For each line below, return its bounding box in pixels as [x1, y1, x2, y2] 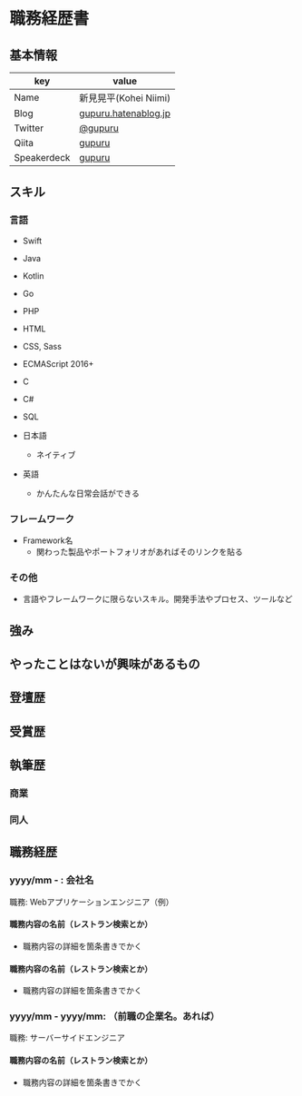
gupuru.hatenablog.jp [79, 107, 170, 119]
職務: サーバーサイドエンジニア [9, 1032, 125, 1043]
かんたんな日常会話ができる [35, 488, 141, 499]
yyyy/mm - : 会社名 [9, 874, 94, 886]
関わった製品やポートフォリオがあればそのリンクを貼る [35, 546, 243, 557]
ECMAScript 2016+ [22, 358, 94, 369]
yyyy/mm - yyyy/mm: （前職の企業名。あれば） [9, 1010, 220, 1022]
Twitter [14, 122, 44, 134]
